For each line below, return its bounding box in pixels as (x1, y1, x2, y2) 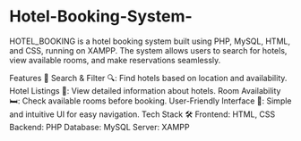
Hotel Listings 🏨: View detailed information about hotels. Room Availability (9, 85, 281, 95)
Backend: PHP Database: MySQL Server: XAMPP (9, 121, 190, 132)
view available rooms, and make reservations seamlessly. (9, 54, 221, 65)
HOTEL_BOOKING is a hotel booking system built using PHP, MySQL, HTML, (9, 36, 291, 46)
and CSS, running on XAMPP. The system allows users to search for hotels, (9, 45, 288, 55)
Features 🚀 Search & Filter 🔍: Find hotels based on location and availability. (9, 72, 288, 83)
